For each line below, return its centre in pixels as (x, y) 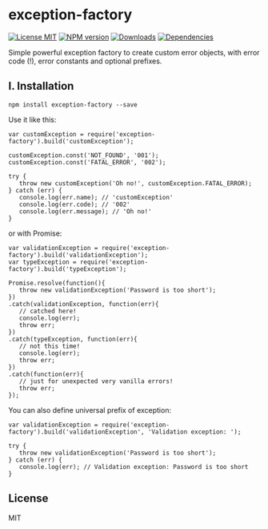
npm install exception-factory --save (73, 105)
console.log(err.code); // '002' (74, 204)
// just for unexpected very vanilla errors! (96, 381)
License (28, 499)
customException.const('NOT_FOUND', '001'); (84, 155)
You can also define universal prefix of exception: (90, 410)
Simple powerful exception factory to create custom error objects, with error (134, 52)
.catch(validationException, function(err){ (84, 304)
